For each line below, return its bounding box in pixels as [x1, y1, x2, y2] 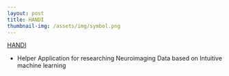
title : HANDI [7, 16, 44, 23]
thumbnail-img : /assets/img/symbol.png [7, 22, 121, 29]
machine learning [16, 62, 66, 70]
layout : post [7, 9, 44, 17]
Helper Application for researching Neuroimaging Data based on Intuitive [16, 54, 222, 62]
